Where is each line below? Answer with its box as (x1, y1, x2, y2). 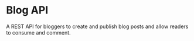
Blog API (6, 4, 49, 17)
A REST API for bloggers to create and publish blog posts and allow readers (6, 23, 189, 30)
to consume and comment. (6, 29, 72, 36)
